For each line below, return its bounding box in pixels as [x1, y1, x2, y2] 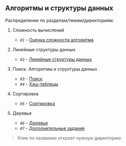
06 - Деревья [19, 120, 48, 126]
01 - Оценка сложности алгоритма [19, 37, 94, 43]
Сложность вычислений [12, 27, 64, 33]
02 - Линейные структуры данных [19, 56, 92, 62]
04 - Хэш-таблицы [19, 81, 58, 87]
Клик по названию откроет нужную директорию [17, 135, 121, 141]
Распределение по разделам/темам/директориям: [5, 17, 114, 23]
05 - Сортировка [19, 100, 55, 106]
